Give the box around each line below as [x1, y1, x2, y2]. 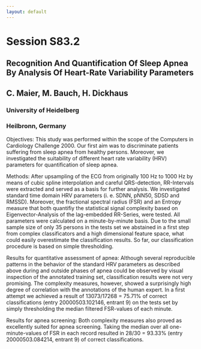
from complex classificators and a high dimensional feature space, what [6, 230, 184, 237]
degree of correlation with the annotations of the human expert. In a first [6, 286, 185, 293]
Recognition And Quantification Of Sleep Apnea [6, 58, 188, 69]
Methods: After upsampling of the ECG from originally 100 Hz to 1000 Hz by [6, 172, 193, 180]
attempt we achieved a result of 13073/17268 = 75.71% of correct [6, 292, 167, 299]
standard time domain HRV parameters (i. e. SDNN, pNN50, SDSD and [6, 192, 180, 199]
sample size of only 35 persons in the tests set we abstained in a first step [6, 223, 190, 230]
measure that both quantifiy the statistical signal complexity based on [6, 204, 178, 211]
